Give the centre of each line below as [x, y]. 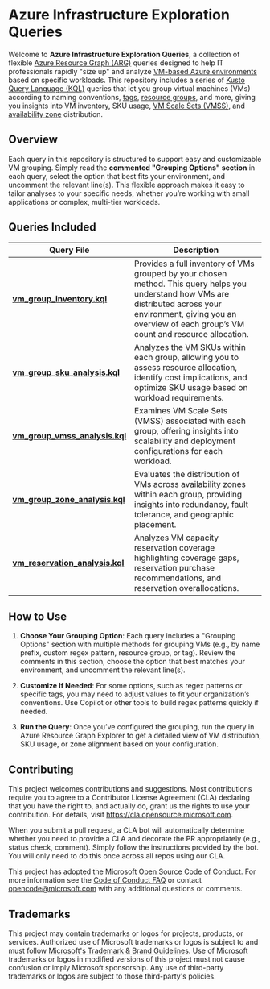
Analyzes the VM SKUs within [190, 347]
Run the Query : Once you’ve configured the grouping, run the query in [137, 727]
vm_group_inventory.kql [60, 298]
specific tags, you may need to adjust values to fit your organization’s [135, 694]
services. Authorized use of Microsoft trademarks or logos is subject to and [133, 942]
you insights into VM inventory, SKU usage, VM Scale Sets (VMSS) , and [127, 106]
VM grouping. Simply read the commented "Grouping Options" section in [132, 168]
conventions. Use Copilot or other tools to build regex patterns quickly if [139, 703]
